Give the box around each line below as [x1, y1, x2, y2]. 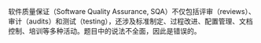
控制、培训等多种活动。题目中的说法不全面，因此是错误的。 [8, 27, 201, 35]
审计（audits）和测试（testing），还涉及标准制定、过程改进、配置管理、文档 [8, 16, 253, 26]
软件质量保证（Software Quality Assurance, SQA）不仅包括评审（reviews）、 [8, 7, 255, 16]
